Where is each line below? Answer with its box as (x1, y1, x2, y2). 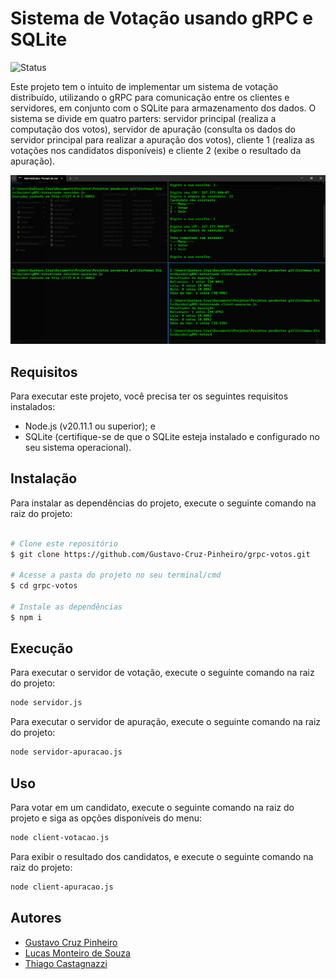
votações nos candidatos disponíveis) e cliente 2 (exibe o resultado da (10, 144, 302, 156)
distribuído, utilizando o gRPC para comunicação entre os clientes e (10, 91, 290, 103)
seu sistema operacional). (24, 441, 132, 453)
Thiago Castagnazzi (24, 957, 108, 969)
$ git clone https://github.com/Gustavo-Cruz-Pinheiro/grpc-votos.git (10, 549, 311, 559)
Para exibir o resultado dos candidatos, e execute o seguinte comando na (10, 850, 314, 862)
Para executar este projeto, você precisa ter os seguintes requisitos (10, 390, 289, 402)
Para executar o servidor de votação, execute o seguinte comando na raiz (10, 667, 315, 679)
